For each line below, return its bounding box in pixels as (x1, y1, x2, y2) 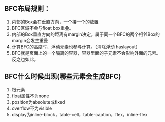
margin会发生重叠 (11, 37, 48, 43)
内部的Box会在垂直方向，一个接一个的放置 (11, 19, 99, 25)
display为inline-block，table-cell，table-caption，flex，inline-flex (11, 111, 148, 117)
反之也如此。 (11, 56, 38, 62)
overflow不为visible (11, 105, 52, 111)
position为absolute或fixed (11, 99, 65, 105)
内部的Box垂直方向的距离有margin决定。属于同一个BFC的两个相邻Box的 (11, 31, 160, 37)
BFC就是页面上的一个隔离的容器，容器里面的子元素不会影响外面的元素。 (11, 50, 161, 56)
